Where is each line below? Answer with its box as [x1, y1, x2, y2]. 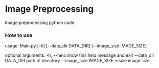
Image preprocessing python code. [5, 20, 76, 25]
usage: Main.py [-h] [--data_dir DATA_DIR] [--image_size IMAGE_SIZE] [5, 43, 147, 49]
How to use [5, 32, 33, 39]
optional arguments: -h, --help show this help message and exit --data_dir [5, 52, 155, 58]
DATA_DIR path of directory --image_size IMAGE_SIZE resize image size [5, 58, 150, 64]
